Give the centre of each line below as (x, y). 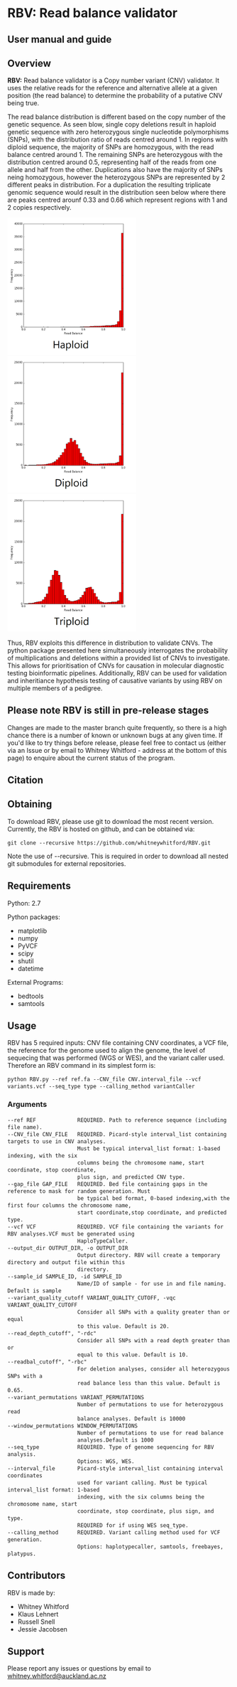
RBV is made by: (31, 1592)
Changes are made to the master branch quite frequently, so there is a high (117, 727)
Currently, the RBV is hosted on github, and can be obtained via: (101, 829)
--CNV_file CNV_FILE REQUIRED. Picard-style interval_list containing (117, 1134)
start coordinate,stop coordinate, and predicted (152, 1212)
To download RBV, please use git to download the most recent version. (111, 821)
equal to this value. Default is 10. (133, 1355)
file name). (25, 1127)
